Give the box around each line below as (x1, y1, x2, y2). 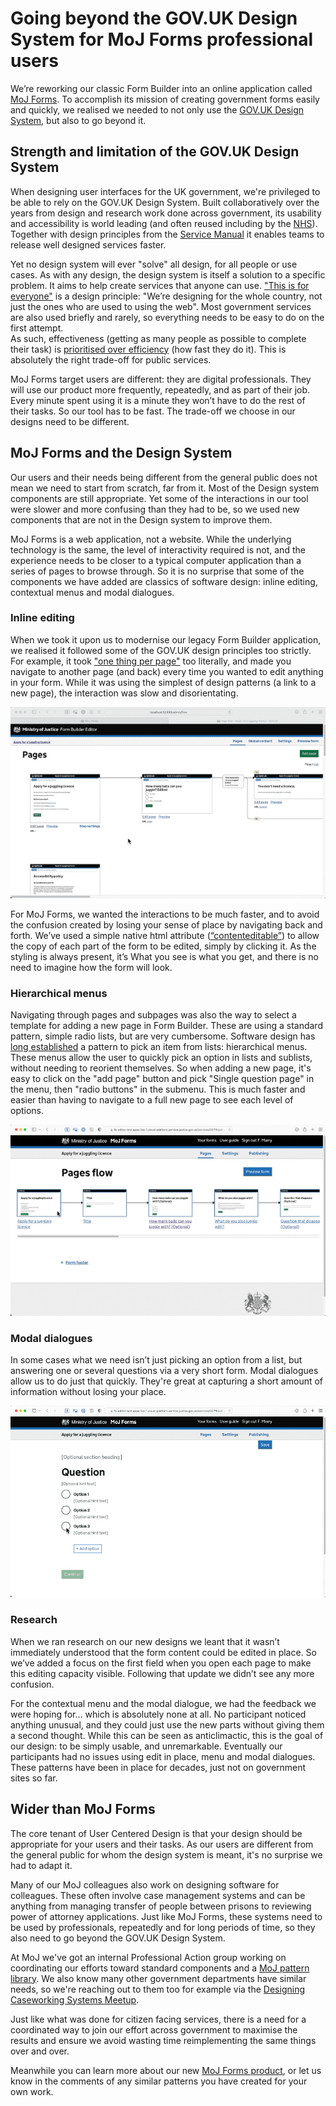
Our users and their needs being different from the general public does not (10, 471, 318, 483)
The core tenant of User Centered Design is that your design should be (10, 1827, 303, 1839)
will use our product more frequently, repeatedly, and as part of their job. (10, 383, 311, 396)
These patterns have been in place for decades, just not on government (10, 1761, 307, 1773)
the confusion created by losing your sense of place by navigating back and (10, 918, 323, 931)
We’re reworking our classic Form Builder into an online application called (10, 82, 313, 94)
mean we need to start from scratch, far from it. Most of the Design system (10, 482, 320, 494)
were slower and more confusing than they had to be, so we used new (10, 503, 300, 515)
